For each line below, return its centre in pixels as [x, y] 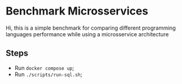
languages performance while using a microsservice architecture [87, 34]
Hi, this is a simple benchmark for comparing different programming [91, 28]
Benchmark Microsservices [77, 11]
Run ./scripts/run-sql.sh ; [48, 74]
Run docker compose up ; [44, 68]
